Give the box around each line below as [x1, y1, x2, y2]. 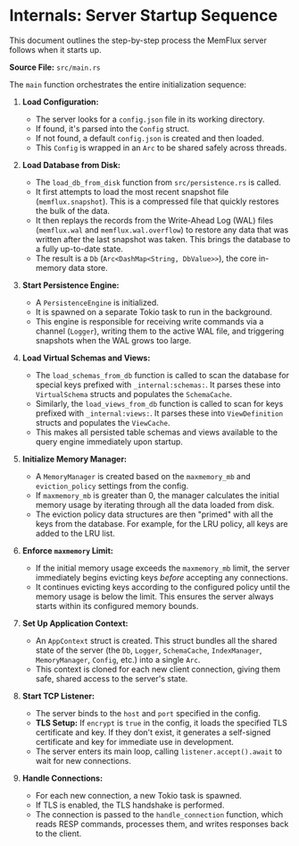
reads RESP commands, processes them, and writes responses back [35, 818, 289, 829]
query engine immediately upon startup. [35, 436, 183, 447]
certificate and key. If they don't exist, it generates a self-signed [35, 726, 271, 738]
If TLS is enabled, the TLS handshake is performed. [35, 799, 225, 810]
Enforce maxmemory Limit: [21, 545, 113, 555]
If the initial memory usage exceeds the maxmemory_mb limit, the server [35, 563, 290, 573]
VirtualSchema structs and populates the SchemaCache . [35, 388, 233, 399]
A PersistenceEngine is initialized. [35, 297, 159, 308]
